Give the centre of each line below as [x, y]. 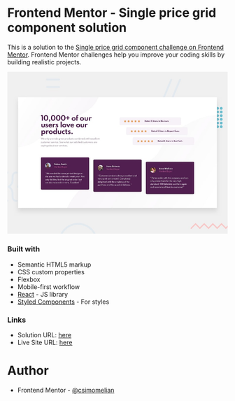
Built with [24, 249]
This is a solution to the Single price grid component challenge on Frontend [115, 47]
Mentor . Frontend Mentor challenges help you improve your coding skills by [116, 55]
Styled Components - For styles [63, 302]
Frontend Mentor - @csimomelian [66, 391]
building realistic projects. [44, 62]
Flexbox [29, 279]
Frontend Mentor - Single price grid [112, 13]
